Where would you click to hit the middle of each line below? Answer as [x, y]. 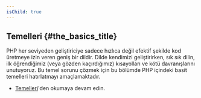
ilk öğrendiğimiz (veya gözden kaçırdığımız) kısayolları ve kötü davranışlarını [101, 64]
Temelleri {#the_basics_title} [62, 37]
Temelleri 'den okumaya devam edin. [60, 88]
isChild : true [24, 12]
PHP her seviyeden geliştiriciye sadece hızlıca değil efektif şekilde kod [94, 51]
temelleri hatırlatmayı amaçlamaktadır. [53, 77]
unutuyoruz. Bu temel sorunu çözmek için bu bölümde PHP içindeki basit [97, 70]
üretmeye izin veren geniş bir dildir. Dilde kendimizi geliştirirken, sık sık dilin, [101, 57]
